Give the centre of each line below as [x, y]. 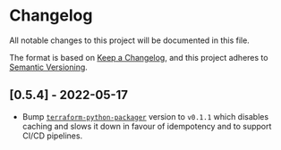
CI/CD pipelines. [52, 136]
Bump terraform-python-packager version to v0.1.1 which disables [145, 116]
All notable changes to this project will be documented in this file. [130, 40]
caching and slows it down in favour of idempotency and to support [147, 126]
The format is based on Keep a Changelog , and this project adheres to [139, 57]
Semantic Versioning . [48, 67]
